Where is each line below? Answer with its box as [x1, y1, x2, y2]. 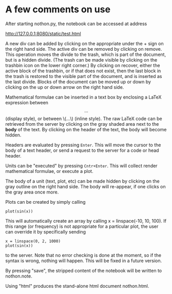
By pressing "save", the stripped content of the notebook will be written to [5, 267, 162, 273]
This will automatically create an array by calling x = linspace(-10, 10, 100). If [5, 218, 167, 224]
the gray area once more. [5, 189, 59, 195]
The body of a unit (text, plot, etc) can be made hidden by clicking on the [5, 178, 160, 184]
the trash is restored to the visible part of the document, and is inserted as [5, 73, 162, 79]
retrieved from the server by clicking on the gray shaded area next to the [5, 121, 159, 127]
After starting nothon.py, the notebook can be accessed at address [5, 21, 147, 27]
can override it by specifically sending [5, 228, 86, 234]
